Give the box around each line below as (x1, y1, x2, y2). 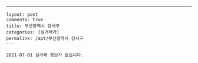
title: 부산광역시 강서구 (6, 23, 60, 29)
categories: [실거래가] (6, 29, 60, 35)
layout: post (6, 12, 38, 18)
